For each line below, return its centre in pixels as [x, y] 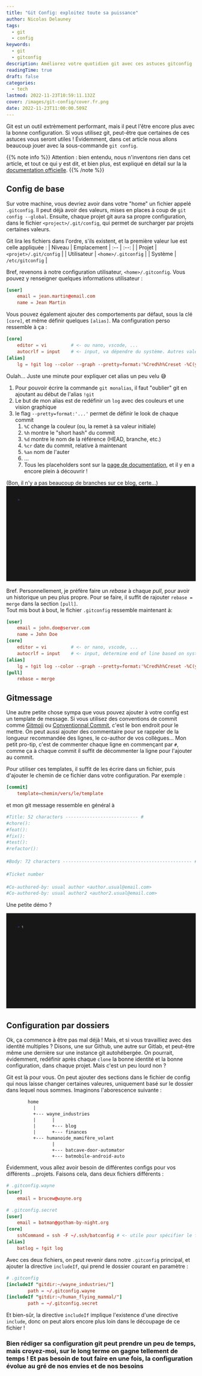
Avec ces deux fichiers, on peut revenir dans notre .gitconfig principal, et [98, 1259]
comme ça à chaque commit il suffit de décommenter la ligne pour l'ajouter [99, 751]
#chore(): [19, 823]
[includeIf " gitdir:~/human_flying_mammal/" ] [64, 1297]
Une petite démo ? [29, 905]
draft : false [23, 76]
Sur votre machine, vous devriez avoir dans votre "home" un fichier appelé [99, 203]
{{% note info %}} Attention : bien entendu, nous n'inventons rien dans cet [98, 157]
